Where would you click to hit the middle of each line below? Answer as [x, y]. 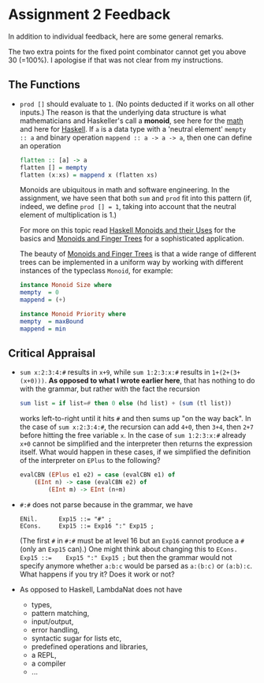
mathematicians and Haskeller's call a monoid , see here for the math [131, 121]
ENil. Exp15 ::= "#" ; [65, 519]
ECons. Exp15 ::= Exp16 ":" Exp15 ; [87, 526]
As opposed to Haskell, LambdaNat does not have [101, 589]
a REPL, [44, 655]
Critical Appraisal [52, 354]
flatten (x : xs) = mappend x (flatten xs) [89, 175]
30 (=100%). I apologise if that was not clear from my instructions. [115, 60]
